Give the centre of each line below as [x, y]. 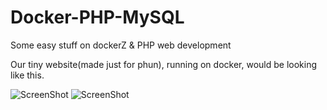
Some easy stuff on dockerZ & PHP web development [121, 45]
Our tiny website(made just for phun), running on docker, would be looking [163, 64]
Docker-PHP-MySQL [97, 17]
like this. [27, 75]
